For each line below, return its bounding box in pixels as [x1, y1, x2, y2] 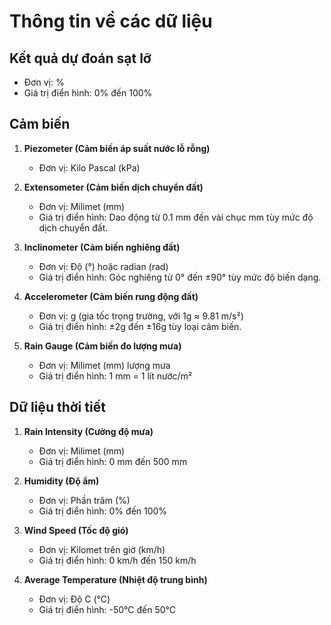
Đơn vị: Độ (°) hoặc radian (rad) [38, 260, 169, 272]
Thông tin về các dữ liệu [9, 10, 213, 33]
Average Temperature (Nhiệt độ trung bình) [23, 573, 208, 585]
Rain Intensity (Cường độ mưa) [23, 425, 154, 437]
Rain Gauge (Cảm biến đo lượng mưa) [23, 340, 182, 352]
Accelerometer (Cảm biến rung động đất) [23, 290, 199, 302]
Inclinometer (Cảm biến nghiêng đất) [23, 241, 181, 253]
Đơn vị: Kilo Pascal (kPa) [38, 161, 141, 174]
